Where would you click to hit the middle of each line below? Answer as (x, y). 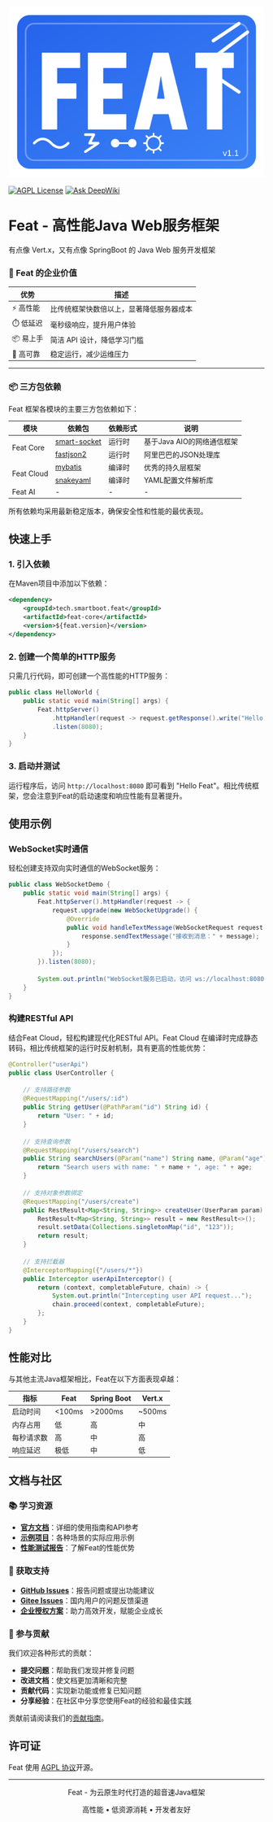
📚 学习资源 (30, 1506)
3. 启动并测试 (34, 766)
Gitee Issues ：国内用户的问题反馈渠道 (84, 1600)
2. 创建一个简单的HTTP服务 (62, 656)
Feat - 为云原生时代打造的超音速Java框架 (136, 1792)
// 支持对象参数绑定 (53, 1193)
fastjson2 (71, 455)
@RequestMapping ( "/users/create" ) (81, 1201)
